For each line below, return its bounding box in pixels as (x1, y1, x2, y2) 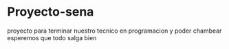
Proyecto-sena (7, 4, 94, 20)
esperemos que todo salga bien (7, 33, 97, 42)
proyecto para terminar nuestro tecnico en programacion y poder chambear (7, 27, 222, 35)
